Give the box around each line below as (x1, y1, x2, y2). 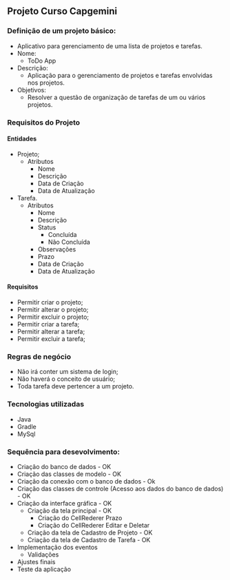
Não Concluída (48, 238, 91, 246)
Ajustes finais (17, 557, 56, 566)
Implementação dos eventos (17, 543, 98, 551)
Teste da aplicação (17, 565, 71, 573)
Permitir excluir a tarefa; (17, 335, 86, 343)
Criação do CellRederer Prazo (37, 513, 123, 522)
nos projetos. (27, 79, 65, 87)
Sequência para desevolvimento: (7, 447, 121, 457)
